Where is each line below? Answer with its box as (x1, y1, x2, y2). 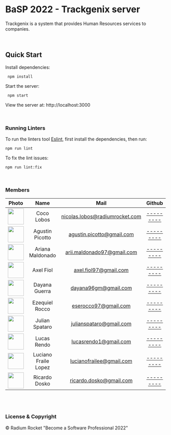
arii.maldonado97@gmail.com (65, 249, 137, 256)
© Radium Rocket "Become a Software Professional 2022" (5, 425, 128, 431)
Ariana (35, 246, 51, 253)
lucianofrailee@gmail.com (70, 357, 132, 365)
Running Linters (5, 124, 46, 131)
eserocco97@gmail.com (72, 302, 131, 309)
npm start (7, 93, 28, 98)
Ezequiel (32, 299, 53, 306)
